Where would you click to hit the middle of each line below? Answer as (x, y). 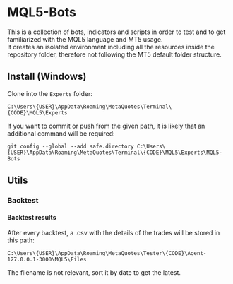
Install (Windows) (47, 77)
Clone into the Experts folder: (50, 93)
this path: (21, 240)
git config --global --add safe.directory (71, 146)
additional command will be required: (61, 133)
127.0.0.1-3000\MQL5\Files (47, 260)
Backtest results (32, 217)
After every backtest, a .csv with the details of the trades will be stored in (114, 233)
